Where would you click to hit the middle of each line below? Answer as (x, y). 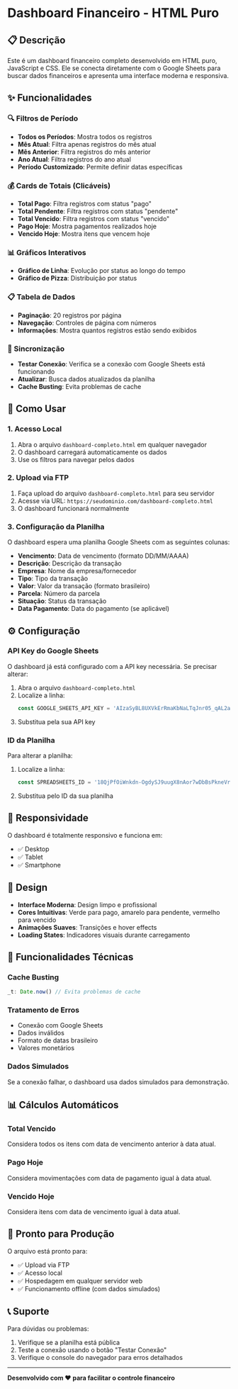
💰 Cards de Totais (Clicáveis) (59, 186)
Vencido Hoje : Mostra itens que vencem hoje (84, 234)
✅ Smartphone (39, 865)
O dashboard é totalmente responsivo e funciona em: (85, 835)
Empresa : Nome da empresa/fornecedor (77, 571)
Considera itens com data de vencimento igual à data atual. (94, 1211)
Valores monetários (46, 1048)
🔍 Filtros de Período (43, 118)
